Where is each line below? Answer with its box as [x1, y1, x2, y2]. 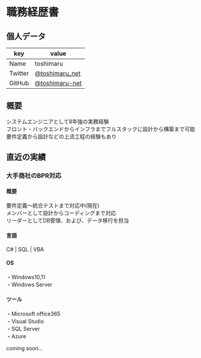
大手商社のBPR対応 [6, 172, 62, 180]
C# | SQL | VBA [6, 245, 44, 252]
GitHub [9, 79, 29, 87]
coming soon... [6, 344, 43, 351]
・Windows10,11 [6, 273, 46, 281]
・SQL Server [6, 325, 40, 332]
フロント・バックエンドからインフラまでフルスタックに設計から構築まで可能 [6, 125, 196, 133]
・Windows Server [6, 281, 53, 288]
